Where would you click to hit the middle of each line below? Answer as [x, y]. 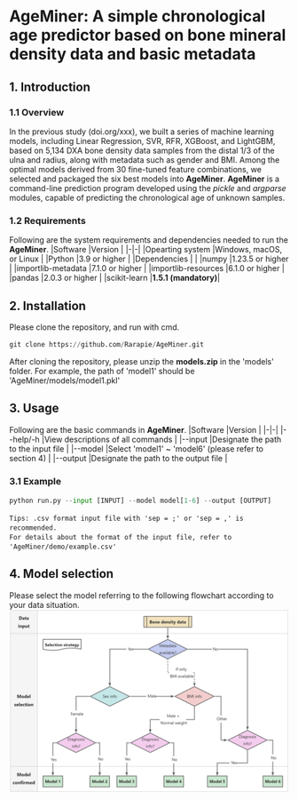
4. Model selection [61, 574]
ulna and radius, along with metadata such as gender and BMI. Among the [145, 160]
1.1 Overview [37, 112]
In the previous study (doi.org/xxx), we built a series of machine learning [142, 132]
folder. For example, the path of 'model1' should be [102, 371]
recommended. [33, 528]
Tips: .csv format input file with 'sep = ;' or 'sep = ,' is [126, 518]
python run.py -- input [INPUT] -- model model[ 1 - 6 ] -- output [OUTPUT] [141, 500]
